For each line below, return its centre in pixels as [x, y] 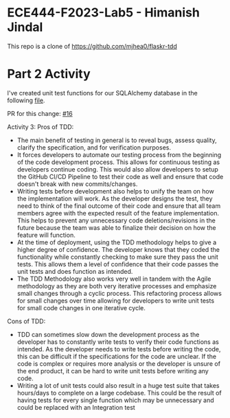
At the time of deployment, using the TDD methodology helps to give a [117, 242]
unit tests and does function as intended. [75, 271]
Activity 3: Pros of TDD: [41, 127]
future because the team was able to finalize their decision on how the [116, 227]
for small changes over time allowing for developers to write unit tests [116, 301]
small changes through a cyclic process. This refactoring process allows [119, 293]
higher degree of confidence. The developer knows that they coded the [118, 249]
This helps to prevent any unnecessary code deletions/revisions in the [116, 220]
